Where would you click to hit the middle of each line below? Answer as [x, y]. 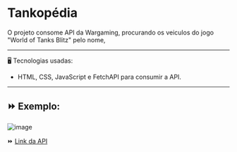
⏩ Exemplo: [34, 107]
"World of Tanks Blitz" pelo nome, [56, 39]
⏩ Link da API [28, 141]
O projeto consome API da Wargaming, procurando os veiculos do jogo [110, 32]
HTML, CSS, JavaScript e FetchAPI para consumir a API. [99, 77]
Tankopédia [42, 13]
